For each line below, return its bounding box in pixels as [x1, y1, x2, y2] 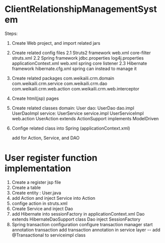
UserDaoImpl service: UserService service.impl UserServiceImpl [11, 110, 144, 116]
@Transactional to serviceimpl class [11, 232, 86, 238]
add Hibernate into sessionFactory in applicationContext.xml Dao [11, 211, 145, 217]
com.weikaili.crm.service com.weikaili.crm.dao [11, 81, 108, 86]
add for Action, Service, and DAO [11, 135, 80, 141]
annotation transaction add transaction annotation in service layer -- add [11, 227, 161, 233]
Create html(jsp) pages [11, 95, 59, 101]
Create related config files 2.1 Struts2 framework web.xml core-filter [11, 50, 151, 56]
